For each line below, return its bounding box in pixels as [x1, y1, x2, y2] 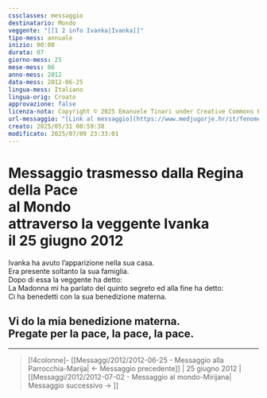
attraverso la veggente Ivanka [8, 214, 210, 233]
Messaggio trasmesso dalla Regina [8, 164, 244, 182]
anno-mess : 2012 [8, 71, 62, 79]
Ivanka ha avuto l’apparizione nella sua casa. [8, 257, 155, 267]
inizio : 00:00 [8, 41, 56, 49]
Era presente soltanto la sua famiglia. [8, 266, 130, 276]
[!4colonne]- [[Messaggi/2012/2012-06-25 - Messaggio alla [27, 355, 224, 365]
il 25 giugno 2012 [8, 231, 124, 249]
